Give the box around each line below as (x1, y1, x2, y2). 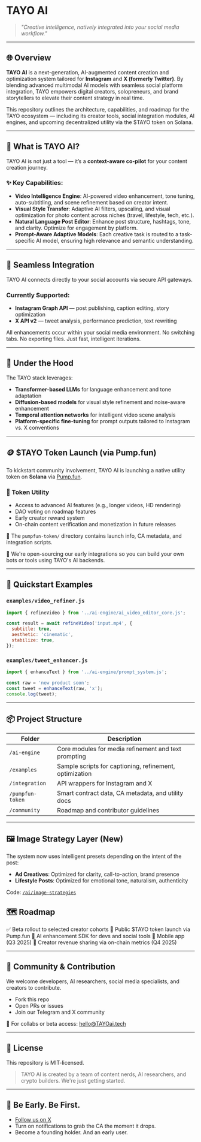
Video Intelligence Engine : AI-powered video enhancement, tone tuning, (14, 192, 196, 200)
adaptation (14, 392, 42, 399)
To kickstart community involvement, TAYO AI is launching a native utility (6, 466, 185, 474)
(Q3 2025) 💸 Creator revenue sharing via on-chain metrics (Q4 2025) (6, 939, 177, 946)
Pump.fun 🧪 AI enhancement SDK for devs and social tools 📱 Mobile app (6, 933, 185, 940)
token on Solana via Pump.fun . (6, 473, 83, 480)
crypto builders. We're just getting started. (20, 1077, 126, 1084)
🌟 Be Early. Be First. (6, 1100, 81, 1110)
